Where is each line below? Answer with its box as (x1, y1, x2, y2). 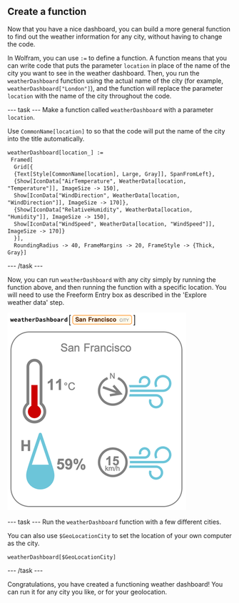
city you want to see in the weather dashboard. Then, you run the (7, 69, 200, 77)
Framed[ (10, 156, 34, 163)
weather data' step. (7, 298, 65, 306)
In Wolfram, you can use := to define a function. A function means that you (7, 54, 227, 62)
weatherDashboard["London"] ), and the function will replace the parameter (7, 83, 223, 92)
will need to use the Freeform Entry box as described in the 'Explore (7, 290, 207, 299)
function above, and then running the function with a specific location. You (7, 283, 227, 291)
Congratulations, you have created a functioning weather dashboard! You (7, 579, 223, 588)
